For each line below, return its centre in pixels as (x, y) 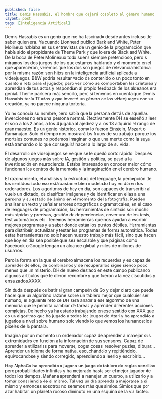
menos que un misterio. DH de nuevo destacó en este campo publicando (78, 270)
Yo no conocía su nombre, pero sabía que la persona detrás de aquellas (77, 113)
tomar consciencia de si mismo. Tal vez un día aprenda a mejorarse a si (76, 381)
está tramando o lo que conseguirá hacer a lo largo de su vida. (67, 144)
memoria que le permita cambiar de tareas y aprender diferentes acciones (79, 306)
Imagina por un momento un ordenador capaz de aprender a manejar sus (78, 336)
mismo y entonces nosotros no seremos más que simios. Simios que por (77, 386)
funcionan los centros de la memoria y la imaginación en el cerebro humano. (81, 169)
